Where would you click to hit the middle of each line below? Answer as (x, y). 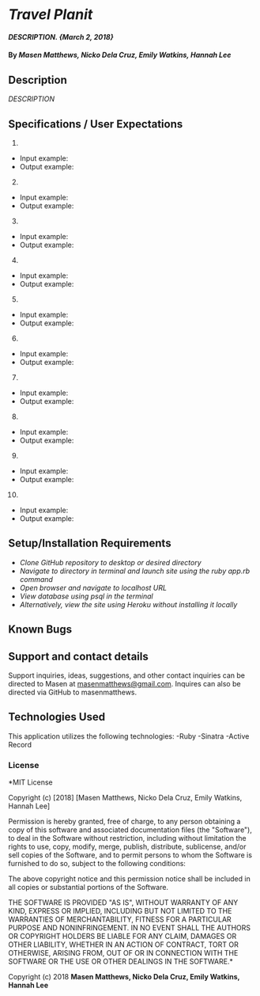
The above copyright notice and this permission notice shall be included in (129, 879)
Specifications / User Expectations (96, 124)
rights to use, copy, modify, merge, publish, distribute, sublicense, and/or (127, 847)
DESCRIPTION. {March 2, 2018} (61, 36)
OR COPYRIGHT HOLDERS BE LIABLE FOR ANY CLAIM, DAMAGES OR (122, 937)
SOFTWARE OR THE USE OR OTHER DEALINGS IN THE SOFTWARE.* (121, 962)
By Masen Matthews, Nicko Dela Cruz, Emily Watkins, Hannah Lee (120, 55)
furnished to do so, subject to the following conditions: (97, 864)
